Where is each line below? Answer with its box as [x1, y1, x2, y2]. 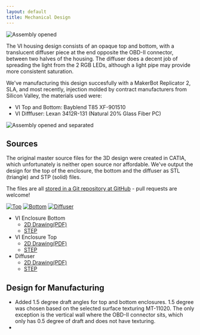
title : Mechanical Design [6, 14, 70, 20]
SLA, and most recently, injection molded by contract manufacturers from [6, 85, 187, 93]
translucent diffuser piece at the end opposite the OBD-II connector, [6, 48, 174, 56]
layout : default [6, 8, 47, 15]
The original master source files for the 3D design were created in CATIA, [6, 155, 186, 162]
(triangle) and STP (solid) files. [6, 174, 81, 181]
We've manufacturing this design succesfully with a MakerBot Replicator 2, [6, 79, 191, 87]
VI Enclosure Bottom [14, 214, 66, 222]
